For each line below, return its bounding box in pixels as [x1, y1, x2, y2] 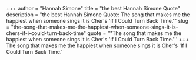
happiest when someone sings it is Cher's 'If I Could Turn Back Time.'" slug [6, 17, 189, 24]
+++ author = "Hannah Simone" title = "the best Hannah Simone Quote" [6, 5, 181, 12]
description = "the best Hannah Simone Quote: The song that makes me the [6, 11, 190, 18]
